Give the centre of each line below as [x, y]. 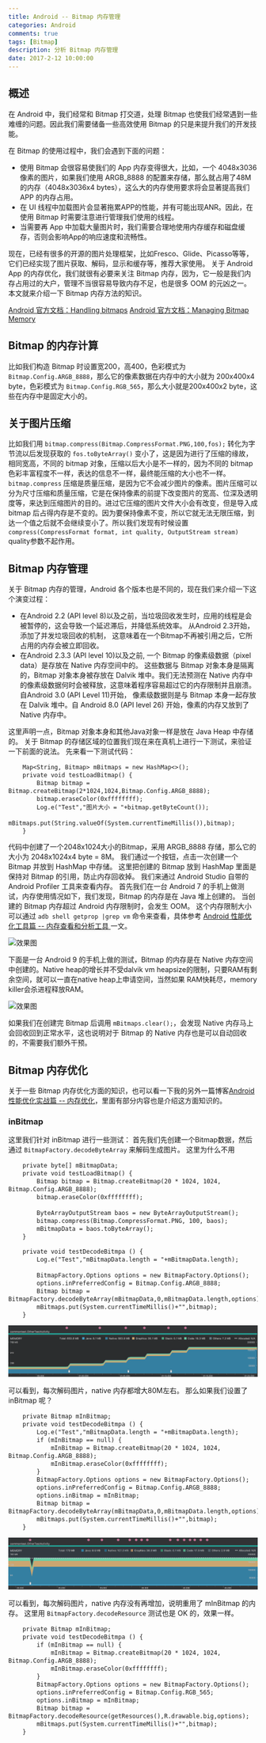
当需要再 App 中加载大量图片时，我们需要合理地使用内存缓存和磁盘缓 [132, 226]
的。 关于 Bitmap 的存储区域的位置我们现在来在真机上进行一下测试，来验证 [130, 742]
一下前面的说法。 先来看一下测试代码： [72, 751]
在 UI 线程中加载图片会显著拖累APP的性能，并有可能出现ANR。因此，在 [136, 207]
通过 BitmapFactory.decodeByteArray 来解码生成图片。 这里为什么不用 [122, 1150]
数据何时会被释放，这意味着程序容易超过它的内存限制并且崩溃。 [151, 685]
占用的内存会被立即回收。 [61, 646]
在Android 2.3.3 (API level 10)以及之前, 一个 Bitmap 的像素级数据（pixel [135, 655]
